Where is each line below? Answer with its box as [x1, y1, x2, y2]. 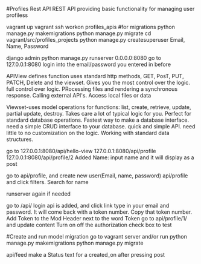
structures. [6, 136, 33, 143]
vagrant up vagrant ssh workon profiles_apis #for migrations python [6, 24, 175, 30]
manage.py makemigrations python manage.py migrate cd [6, 30, 152, 37]
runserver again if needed [6, 190, 71, 197]
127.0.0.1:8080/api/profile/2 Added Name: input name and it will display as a [6, 154, 194, 161]
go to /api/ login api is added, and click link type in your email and [6, 202, 170, 209]
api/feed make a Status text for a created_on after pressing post [6, 251, 165, 258]
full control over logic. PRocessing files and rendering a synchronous [6, 85, 178, 93]
